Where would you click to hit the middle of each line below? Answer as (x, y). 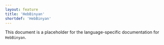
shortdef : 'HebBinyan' (28, 18)
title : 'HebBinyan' (25, 14)
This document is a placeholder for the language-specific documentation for (82, 32)
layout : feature (22, 9)
